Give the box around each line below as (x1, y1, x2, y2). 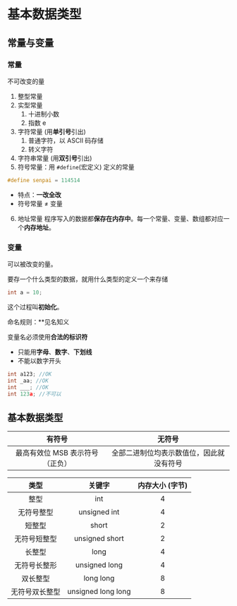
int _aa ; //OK (7, 377, 49, 384)
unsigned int (78, 507, 120, 517)
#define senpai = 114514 (7, 177, 80, 184)
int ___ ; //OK (7, 384, 49, 391)
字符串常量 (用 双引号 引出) (17, 153, 92, 162)
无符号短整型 (14, 534, 58, 544)
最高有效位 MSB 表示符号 (15, 448, 99, 458)
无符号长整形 (14, 561, 58, 571)
